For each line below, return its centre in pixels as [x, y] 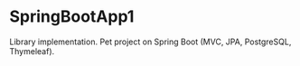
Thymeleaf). [32, 51]
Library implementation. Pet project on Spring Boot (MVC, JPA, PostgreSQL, [150, 42]
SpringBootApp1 [72, 17]
